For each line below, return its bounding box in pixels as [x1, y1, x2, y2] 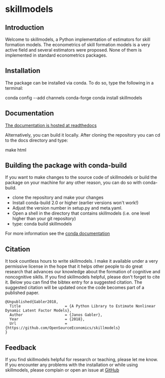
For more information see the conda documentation [5, 230, 110, 236]
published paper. [5, 290, 40, 296]
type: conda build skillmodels [12, 221, 72, 227]
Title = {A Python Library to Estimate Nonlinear [9, 304, 156, 309]
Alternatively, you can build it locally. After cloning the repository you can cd [5, 132, 161, 138]
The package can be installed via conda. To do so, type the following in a [5, 79, 154, 85]
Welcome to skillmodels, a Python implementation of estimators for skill [5, 36, 151, 42]
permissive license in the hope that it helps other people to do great [5, 263, 143, 269]
